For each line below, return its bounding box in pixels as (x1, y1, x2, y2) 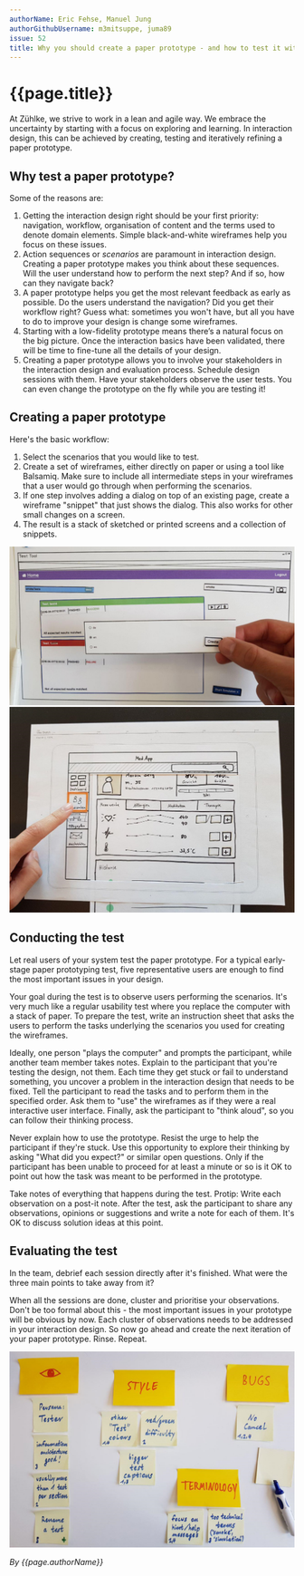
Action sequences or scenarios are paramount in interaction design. (22, 249, 277, 259)
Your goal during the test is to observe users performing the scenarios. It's (9, 991, 288, 1001)
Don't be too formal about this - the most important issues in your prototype (9, 1304, 292, 1315)
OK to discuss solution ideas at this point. (9, 1217, 164, 1228)
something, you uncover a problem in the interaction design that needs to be (9, 1076, 295, 1087)
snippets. (22, 528, 58, 539)
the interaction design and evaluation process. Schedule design (22, 364, 261, 375)
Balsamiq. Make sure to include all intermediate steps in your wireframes (22, 470, 294, 481)
